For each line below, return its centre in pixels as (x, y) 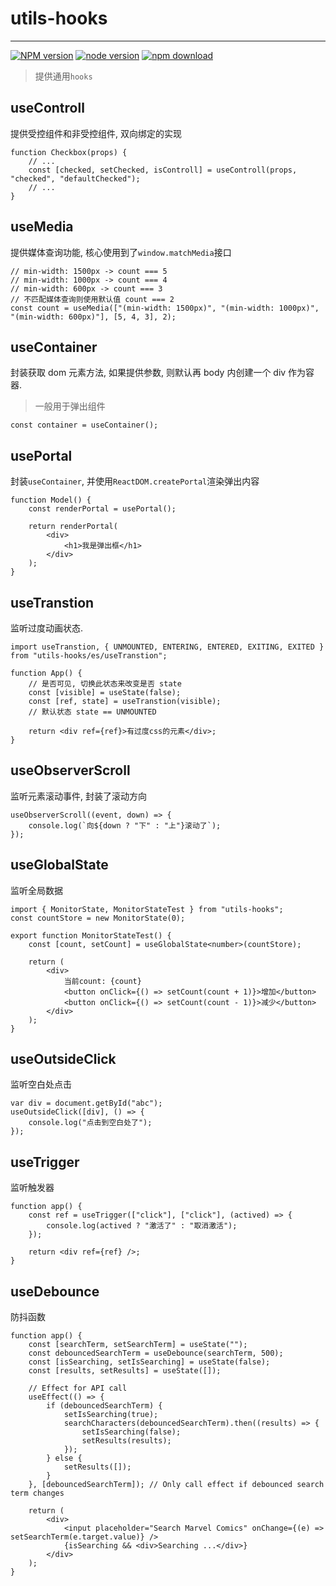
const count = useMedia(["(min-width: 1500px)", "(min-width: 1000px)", (165, 308)
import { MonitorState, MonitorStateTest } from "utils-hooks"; (147, 909)
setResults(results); (126, 1441)
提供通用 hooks (63, 76)
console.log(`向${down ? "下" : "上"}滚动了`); (125, 825)
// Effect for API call (78, 1388)
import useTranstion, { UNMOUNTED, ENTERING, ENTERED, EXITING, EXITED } (167, 647)
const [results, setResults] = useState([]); (125, 1371)
